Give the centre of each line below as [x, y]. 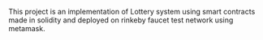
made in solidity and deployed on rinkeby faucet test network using [121, 20]
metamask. [27, 28]
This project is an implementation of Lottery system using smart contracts [132, 12]
